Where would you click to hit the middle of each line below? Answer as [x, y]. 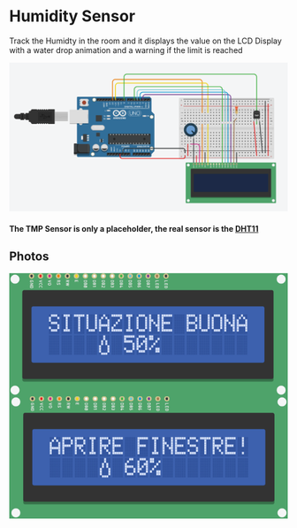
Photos [29, 257]
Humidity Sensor [72, 16]
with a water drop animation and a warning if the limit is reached [126, 50]
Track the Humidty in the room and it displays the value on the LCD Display [146, 41]
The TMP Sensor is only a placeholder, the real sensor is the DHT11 [134, 228]
